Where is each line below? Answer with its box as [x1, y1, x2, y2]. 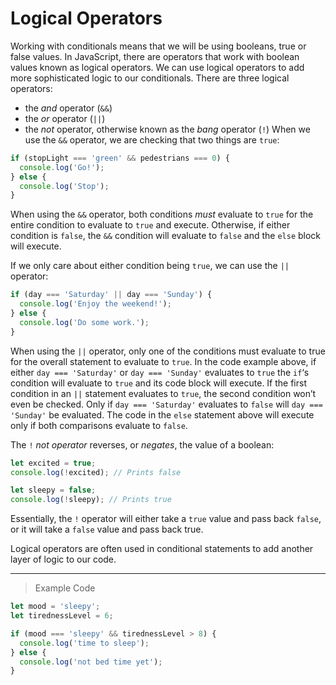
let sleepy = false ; [10, 485, 97, 496]
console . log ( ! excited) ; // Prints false [10, 467, 182, 477]
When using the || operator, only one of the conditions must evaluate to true [10, 345, 326, 357]
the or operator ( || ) [24, 112, 106, 124]
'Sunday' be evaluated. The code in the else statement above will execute [10, 408, 315, 421]
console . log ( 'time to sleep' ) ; [19, 638, 150, 648]
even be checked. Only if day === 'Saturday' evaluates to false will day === [10, 398, 323, 410]
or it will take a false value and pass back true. [10, 523, 204, 536]
